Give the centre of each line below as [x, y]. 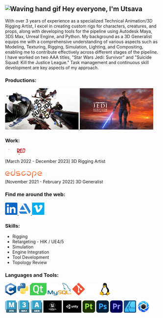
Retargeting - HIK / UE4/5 [38, 242]
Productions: [21, 80]
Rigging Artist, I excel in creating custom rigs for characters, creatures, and [81, 26]
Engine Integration [31, 252]
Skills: [13, 226]
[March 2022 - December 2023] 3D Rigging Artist [55, 161]
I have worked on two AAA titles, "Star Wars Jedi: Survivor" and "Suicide [78, 57]
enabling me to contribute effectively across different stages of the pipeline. [81, 52]
